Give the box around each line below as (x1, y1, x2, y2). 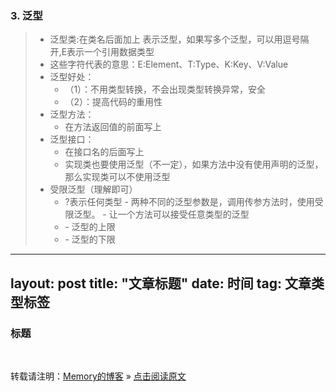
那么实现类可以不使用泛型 (64, 171, 171, 183)
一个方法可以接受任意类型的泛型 (117, 208, 250, 221)
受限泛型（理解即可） (49, 183, 138, 196)
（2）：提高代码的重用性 (64, 96, 163, 108)
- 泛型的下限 (64, 233, 116, 246)
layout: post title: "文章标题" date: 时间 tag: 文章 (10, 275, 312, 292)
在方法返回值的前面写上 (64, 121, 162, 133)
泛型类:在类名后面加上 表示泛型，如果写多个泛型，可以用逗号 (49, 33, 301, 46)
